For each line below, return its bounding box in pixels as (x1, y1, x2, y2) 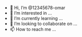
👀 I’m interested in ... (9, 10, 52, 16)
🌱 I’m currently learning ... (9, 15, 63, 21)
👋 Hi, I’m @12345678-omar (9, 5, 66, 10)
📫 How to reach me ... (9, 26, 56, 32)
